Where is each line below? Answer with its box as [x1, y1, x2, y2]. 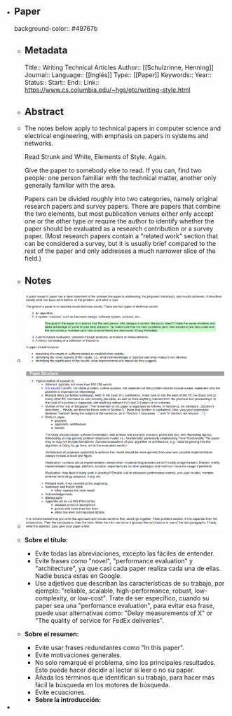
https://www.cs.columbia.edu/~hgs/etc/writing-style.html [24, 85, 191, 94]
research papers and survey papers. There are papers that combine [24, 202, 221, 211]
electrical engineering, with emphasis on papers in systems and [24, 132, 209, 140]
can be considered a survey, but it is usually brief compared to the [24, 240, 216, 248]
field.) [24, 254, 42, 263]
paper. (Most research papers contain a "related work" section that [24, 232, 219, 240]
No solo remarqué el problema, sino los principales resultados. [34, 659, 216, 667]
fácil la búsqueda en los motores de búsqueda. [34, 681, 170, 689]
